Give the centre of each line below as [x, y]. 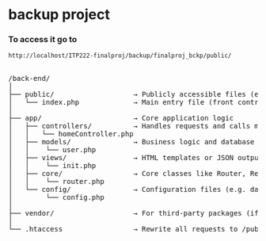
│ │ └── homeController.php [71, 134]
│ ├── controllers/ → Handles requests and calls [129, 126]
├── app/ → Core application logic [121, 118]
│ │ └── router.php [56, 182]
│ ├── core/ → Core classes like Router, [127, 174]
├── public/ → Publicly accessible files [127, 94]
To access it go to [43, 40]
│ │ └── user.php [52, 150]
